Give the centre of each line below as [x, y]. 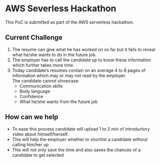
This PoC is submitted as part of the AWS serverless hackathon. [70, 22]
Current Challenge [34, 38]
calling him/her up [30, 144]
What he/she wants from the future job [58, 102]
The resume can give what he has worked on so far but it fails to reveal [84, 49]
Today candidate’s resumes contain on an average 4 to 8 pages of [79, 70]
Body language [35, 91]
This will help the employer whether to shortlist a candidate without [80, 139]
